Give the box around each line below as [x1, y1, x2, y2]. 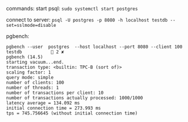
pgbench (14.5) [6, 54, 43, 60]
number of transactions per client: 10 [6, 90, 104, 96]
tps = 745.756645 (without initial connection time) [6, 110, 138, 116]
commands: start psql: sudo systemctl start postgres [6, 5, 138, 12]
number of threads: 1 [6, 85, 59, 90]
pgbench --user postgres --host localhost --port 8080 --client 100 [6, 44, 183, 50]
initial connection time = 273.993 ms [6, 105, 101, 111]
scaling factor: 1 [6, 69, 51, 75]
